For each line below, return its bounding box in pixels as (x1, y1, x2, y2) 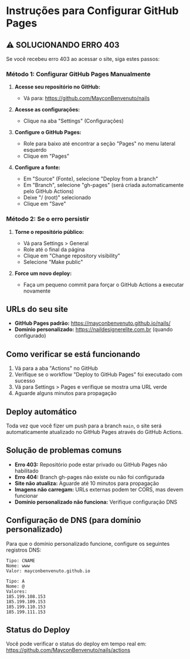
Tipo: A (6, 578, 25, 584)
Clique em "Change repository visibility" (23, 252, 120, 259)
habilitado (14, 467, 39, 474)
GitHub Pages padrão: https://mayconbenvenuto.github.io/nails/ (14, 320, 171, 327)
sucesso (14, 377, 35, 385)
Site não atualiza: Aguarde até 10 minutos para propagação (14, 480, 160, 487)
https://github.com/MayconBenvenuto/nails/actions (6, 647, 131, 654)
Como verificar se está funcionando (6, 349, 141, 359)
